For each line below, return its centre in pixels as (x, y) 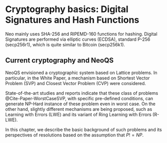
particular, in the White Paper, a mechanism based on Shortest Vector (78, 78)
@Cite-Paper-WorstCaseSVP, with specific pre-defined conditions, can (79, 98)
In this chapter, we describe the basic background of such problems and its (84, 129)
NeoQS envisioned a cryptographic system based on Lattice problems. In (81, 73)
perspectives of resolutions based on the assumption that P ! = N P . (74, 135)
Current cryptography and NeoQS (60, 61)
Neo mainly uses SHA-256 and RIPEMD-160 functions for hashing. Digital (81, 34)
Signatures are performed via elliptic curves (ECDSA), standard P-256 (78, 39)
